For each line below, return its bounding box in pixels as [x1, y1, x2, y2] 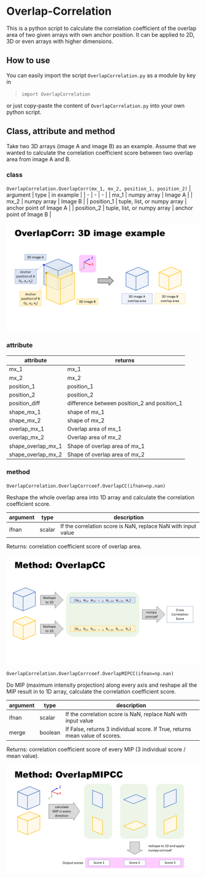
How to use [6, 55, 50, 66]
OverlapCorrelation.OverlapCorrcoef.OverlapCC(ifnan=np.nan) [6, 483, 166, 489]
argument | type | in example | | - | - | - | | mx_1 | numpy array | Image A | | [6, 191, 193, 199]
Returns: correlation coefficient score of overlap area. [6, 542, 142, 550]
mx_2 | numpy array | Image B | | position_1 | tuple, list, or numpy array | [6, 197, 187, 205]
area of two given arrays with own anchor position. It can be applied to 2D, [6, 31, 195, 38]
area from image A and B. [6, 155, 71, 163]
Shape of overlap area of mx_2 [67, 450, 145, 458]
